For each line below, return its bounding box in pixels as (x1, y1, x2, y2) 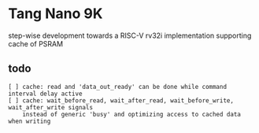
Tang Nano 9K (8, 5, 103, 23)
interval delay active (8, 90, 83, 98)
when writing (8, 117, 51, 125)
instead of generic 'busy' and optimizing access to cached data (22, 110, 242, 118)
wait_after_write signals (8, 103, 93, 111)
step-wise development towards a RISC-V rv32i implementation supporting (8, 31, 252, 40)
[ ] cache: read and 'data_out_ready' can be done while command (8, 83, 227, 91)
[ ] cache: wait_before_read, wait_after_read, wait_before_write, (8, 96, 235, 105)
